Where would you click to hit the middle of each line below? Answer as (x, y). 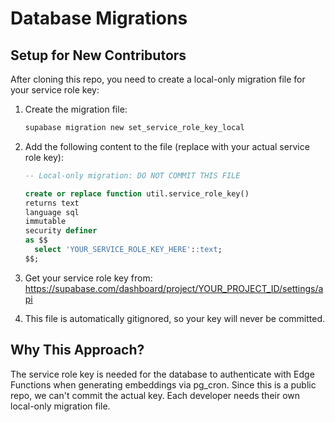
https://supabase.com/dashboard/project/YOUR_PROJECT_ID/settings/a (174, 288)
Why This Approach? (77, 350)
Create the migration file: (76, 109)
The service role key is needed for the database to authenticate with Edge (162, 374)
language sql (52, 212)
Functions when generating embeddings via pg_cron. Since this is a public (163, 384)
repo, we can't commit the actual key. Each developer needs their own (155, 395)
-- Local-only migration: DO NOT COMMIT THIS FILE (132, 175)
